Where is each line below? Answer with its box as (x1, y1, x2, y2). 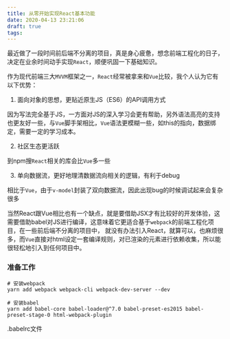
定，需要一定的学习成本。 (7, 127, 80, 136)
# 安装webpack (7, 280, 46, 287)
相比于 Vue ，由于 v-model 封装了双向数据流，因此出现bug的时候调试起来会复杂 (7, 186, 224, 194)
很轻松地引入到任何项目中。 (7, 244, 86, 252)
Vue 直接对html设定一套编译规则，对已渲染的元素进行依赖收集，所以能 (25, 235, 221, 243)
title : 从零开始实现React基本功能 (7, 10, 95, 17)
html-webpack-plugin (53, 311, 112, 318)
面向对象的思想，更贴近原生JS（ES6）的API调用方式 (16, 96, 166, 104)
